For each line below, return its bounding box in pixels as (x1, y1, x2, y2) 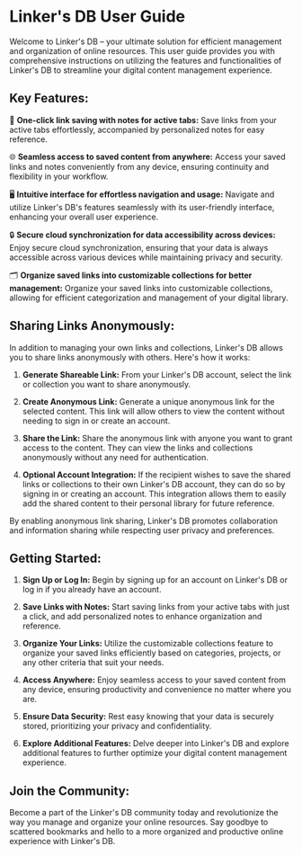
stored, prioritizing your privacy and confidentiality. (22, 721, 212, 732)
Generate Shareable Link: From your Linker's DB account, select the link (22, 369, 292, 379)
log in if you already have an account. (22, 584, 162, 595)
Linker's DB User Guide (9, 6, 186, 27)
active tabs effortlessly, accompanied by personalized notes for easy (9, 124, 265, 135)
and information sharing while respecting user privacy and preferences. (9, 524, 275, 536)
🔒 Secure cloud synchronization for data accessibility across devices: (9, 229, 276, 240)
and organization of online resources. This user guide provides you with (9, 45, 276, 56)
